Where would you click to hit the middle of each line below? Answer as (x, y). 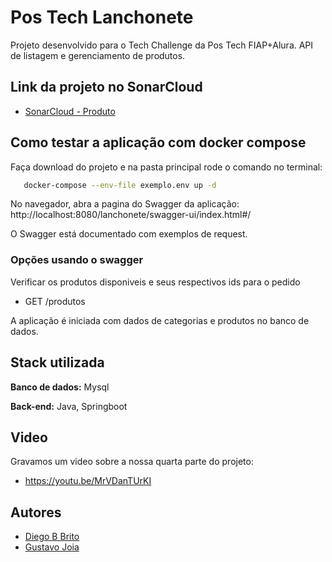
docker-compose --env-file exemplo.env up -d (120, 185)
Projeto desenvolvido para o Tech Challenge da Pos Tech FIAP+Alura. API (162, 45)
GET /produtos (55, 301)
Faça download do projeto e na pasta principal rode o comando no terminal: (166, 167)
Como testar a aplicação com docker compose (158, 142)
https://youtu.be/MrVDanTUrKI (88, 481)
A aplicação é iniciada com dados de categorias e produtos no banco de (160, 320)
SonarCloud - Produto (70, 111)
